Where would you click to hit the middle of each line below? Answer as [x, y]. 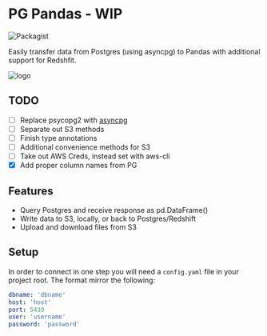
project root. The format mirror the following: [82, 280]
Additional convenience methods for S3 [85, 147]
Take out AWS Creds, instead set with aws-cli [95, 156]
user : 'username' [37, 317]
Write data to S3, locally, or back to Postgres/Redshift [108, 218]
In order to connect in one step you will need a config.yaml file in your [124, 271]
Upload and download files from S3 [78, 227]
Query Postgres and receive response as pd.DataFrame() [114, 210]
